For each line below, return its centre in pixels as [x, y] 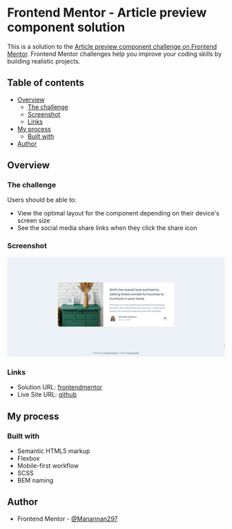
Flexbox [28, 459]
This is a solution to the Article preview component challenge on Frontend [112, 46]
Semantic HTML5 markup [54, 451]
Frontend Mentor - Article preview [107, 13]
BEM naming [35, 481]
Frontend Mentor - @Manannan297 [67, 519]
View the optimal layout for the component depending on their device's [118, 213]
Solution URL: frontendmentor [59, 387]
